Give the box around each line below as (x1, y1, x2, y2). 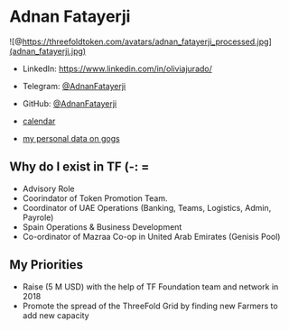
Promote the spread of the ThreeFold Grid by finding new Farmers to (22, 300, 278, 311)
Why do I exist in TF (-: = (9, 160, 150, 175)
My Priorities (9, 257, 84, 272)
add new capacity (22, 309, 89, 321)
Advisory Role (22, 183, 75, 194)
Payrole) (22, 212, 54, 223)
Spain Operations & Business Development (22, 221, 182, 232)
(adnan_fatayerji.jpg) (9, 45, 87, 56)
